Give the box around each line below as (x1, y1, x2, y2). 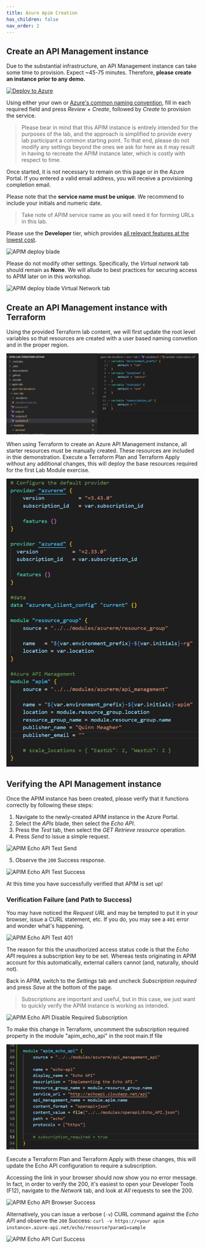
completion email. (6, 181, 51, 189)
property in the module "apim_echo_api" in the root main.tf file (6, 1032, 163, 1040)
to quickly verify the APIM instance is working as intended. (21, 1002, 169, 1010)
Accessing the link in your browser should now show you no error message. (6, 1174, 197, 1181)
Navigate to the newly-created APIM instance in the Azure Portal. (15, 813, 179, 820)
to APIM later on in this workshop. (6, 273, 92, 281)
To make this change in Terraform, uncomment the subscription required (6, 1026, 189, 1033)
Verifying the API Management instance (6, 779, 162, 789)
